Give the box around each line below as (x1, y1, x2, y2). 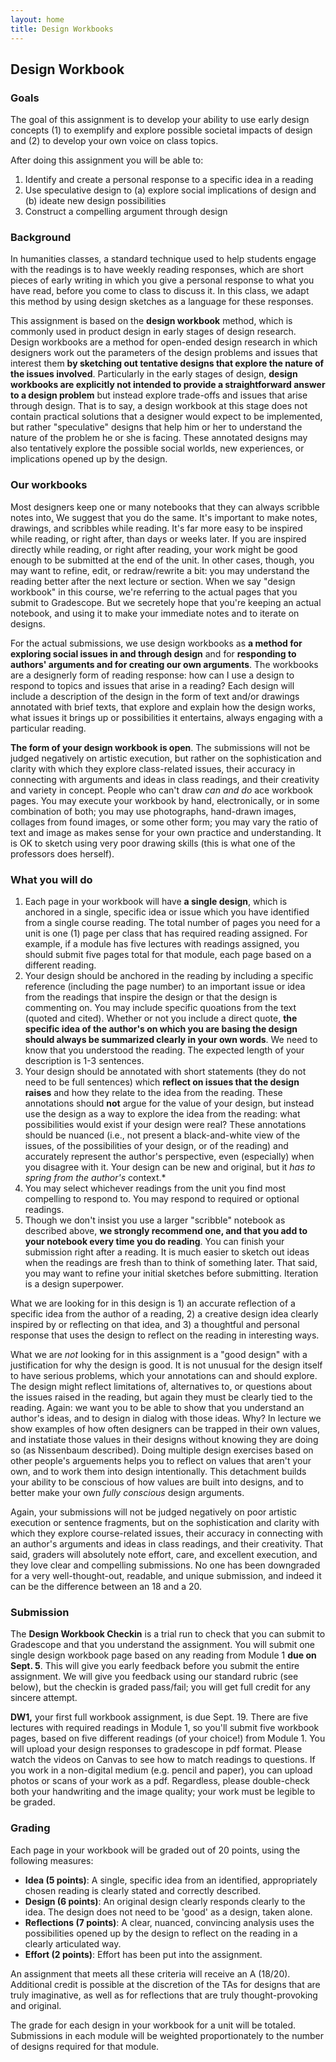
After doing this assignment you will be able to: (10, 154, 204, 166)
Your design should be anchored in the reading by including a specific (24, 970, 314, 982)
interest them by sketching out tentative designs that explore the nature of (10, 357, 325, 370)
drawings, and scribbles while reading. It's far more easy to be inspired (10, 522, 303, 534)
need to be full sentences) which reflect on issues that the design (24, 1076, 300, 1088)
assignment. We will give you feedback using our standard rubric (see (10, 1671, 299, 1683)
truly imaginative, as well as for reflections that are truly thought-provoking (10, 1989, 318, 2001)
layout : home (10, 14, 65, 25)
